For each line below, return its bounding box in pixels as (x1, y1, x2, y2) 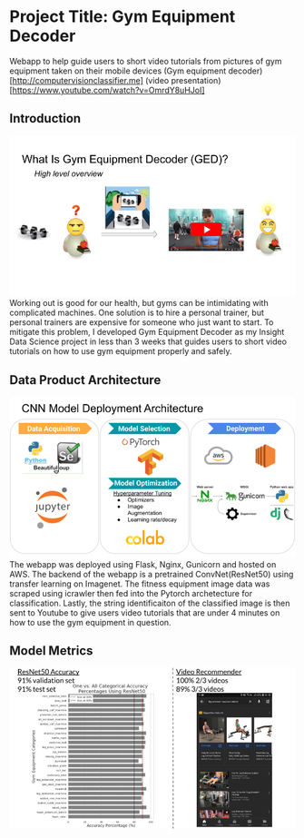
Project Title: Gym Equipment (9, 6, 236, 27)
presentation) (171, 74, 221, 85)
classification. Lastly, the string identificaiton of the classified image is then (9, 597, 290, 608)
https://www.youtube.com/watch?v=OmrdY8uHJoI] (12, 84, 206, 95)
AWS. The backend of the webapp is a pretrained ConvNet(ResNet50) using (9, 568, 294, 579)
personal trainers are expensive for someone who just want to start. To (9, 317, 274, 328)
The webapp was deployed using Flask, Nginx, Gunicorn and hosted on (9, 558, 277, 569)
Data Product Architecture (9, 372, 162, 388)
